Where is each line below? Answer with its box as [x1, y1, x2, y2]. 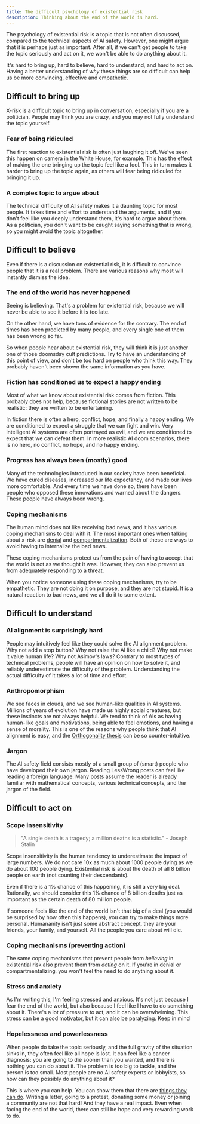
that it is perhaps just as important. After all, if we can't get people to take [6, 43, 187, 51]
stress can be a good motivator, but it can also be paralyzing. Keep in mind [6, 1015, 190, 1022]
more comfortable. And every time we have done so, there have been [6, 482, 177, 490]
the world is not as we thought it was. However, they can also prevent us [6, 560, 185, 567]
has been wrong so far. [6, 333, 63, 340]
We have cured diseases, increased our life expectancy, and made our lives [6, 476, 192, 483]
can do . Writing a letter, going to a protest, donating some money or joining [6, 1093, 191, 1100]
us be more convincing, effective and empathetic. [6, 74, 128, 81]
